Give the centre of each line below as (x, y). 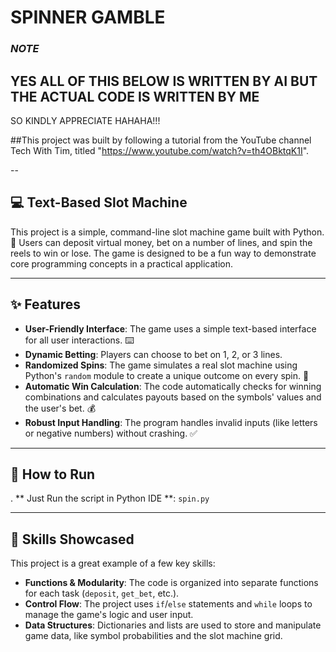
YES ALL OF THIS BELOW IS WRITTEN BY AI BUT (164, 81)
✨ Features (45, 304)
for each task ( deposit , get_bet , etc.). (102, 593)
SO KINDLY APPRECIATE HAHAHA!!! (85, 120)
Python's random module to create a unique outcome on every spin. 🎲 (167, 375)
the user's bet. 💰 (60, 408)
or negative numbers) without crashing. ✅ (111, 433)
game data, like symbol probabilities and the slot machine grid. (153, 636)
